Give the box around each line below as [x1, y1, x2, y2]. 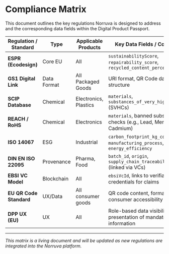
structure [108, 81, 130, 88]
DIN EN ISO [8, 155, 35, 162]
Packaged [75, 78, 100, 85]
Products [78, 44, 101, 51]
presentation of [108, 213, 145, 220]
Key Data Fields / [115, 40, 157, 47]
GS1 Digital [8, 75, 36, 82]
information [108, 220, 136, 227]
